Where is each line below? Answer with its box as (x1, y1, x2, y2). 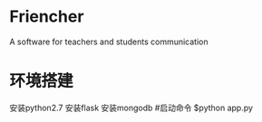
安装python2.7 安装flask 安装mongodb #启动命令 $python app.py (9, 102, 254, 113)
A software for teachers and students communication (9, 36, 209, 47)
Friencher (9, 6, 84, 27)
